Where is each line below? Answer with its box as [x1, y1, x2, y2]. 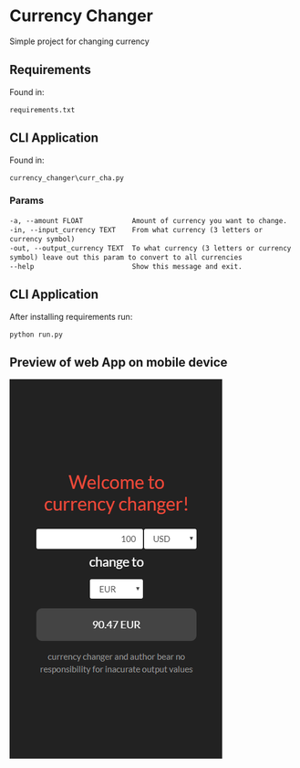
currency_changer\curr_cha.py [9, 173, 125, 183]
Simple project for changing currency [9, 36, 150, 47]
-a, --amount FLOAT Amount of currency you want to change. [9, 216, 287, 225]
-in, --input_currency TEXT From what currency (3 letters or [9, 225, 263, 234]
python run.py [9, 330, 64, 339]
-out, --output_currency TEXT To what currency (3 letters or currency [9, 243, 292, 252]
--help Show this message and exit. [9, 261, 243, 271]
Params [9, 194, 44, 207]
